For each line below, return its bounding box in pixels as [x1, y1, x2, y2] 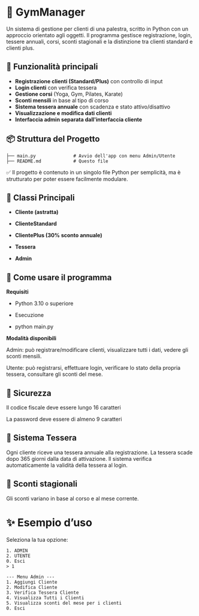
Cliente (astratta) [14, 209, 59, 216]
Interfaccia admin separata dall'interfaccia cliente [14, 116, 143, 123]
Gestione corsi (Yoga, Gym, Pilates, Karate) [14, 90, 123, 98]
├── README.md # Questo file [6, 158, 109, 164]
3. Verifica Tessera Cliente [6, 590, 79, 596]
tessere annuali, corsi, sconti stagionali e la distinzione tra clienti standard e [6, 38, 193, 45]
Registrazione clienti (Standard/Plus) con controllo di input [14, 77, 163, 84]
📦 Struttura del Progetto [6, 134, 100, 144]
